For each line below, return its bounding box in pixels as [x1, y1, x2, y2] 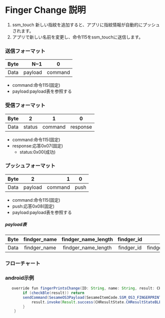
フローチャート [5, 260, 41, 267]
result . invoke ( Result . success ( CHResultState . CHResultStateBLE [31, 299, 162, 305]
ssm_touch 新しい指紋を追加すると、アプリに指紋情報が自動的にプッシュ [12, 22, 160, 28]
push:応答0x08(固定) [12, 203, 55, 209]
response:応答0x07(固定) [12, 142, 63, 148]
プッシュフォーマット [5, 162, 55, 169]
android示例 [5, 274, 34, 281]
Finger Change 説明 [5, 4, 86, 16]
